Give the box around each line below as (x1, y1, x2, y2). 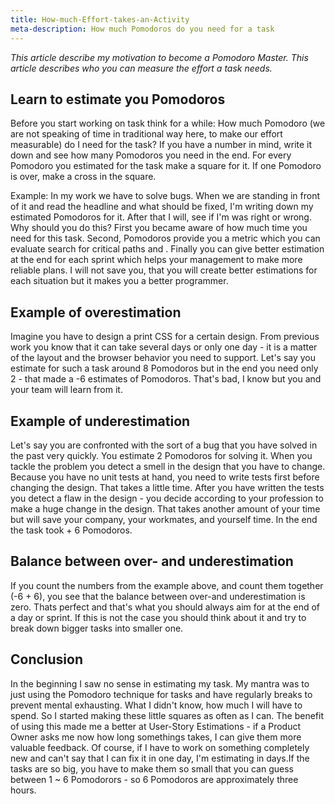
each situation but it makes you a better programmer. (10, 275, 229, 287)
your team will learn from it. (10, 384, 123, 396)
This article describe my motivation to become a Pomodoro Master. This (10, 51, 309, 63)
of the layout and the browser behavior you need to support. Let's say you (10, 352, 317, 364)
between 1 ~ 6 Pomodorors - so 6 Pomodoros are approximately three (10, 773, 299, 785)
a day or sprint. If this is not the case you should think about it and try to (10, 611, 307, 623)
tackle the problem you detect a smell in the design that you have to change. (10, 460, 326, 472)
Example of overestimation (10, 304, 182, 321)
